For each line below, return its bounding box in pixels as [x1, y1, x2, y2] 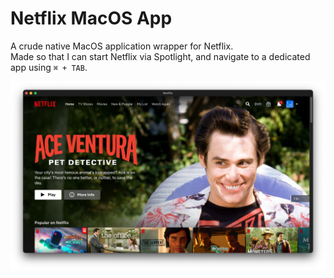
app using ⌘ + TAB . [10, 61, 88, 73]
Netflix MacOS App [10, 7, 173, 30]
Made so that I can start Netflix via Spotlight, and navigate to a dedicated [10, 50, 311, 62]
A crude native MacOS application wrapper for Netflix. [10, 40, 234, 52]
